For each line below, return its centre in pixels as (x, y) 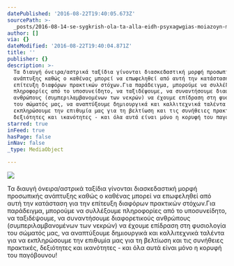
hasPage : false (29, 136)
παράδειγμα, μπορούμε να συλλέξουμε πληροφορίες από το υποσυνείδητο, (117, 211)
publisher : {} (28, 59)
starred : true (28, 124)
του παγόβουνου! (32, 255)
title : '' (22, 53)
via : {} (18, 40)
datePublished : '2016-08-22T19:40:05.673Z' (71, 14)
